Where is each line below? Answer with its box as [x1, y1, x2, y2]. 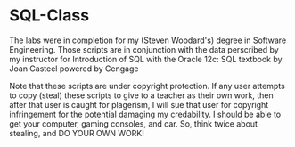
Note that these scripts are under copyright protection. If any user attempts [9, 80, 285, 91]
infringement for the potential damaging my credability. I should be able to [9, 109, 282, 119]
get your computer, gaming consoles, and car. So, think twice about [9, 118, 258, 129]
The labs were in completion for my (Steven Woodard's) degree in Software [9, 35, 287, 45]
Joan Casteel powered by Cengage [9, 63, 139, 74]
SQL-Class [9, 5, 90, 26]
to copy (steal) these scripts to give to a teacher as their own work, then [9, 90, 274, 101]
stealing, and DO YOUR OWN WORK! [9, 127, 145, 138]
